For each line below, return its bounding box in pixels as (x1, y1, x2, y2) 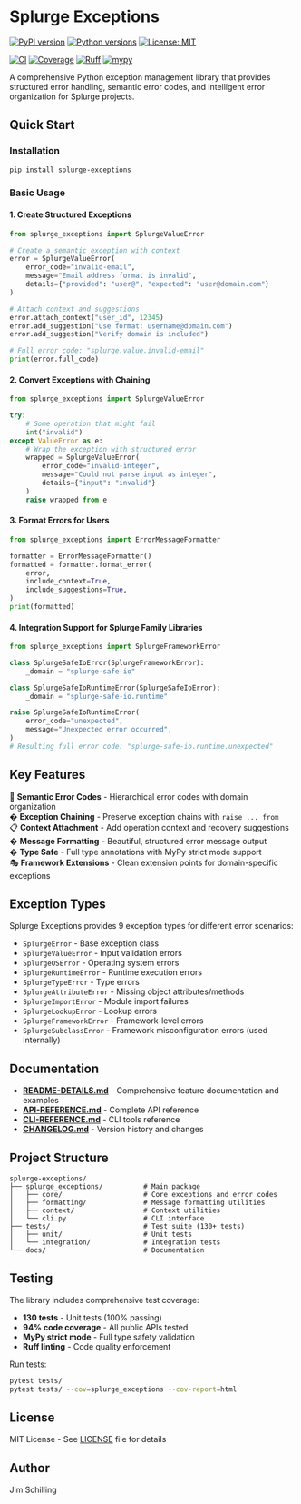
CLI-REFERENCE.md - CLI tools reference (22, 1114, 180, 1125)
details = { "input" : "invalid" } (42, 479, 156, 488)
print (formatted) (9, 603, 75, 612)
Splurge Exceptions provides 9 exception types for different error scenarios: (9, 921, 294, 931)
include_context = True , (25, 577, 112, 586)
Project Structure (9, 1150, 109, 1165)
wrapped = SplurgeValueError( (25, 453, 141, 463)
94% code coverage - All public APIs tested (22, 1321, 189, 1332)
